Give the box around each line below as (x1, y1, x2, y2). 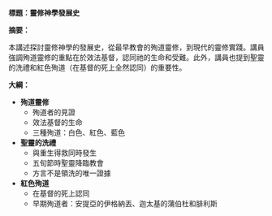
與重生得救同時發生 (32, 148, 97, 158)
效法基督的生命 (32, 118, 83, 127)
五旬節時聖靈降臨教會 (32, 158, 104, 167)
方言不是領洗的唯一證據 (32, 168, 111, 178)
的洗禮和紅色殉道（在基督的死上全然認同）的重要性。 (8, 63, 187, 72)
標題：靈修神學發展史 (8, 8, 80, 17)
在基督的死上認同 (32, 188, 90, 198)
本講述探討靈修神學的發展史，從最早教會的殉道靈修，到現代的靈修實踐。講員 (8, 42, 265, 52)
